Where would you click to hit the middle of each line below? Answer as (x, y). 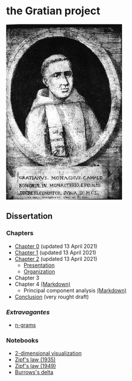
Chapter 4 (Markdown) (43, 284)
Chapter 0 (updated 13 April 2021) (56, 246)
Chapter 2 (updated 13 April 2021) (56, 259)
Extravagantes (28, 312)
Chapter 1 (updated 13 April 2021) (55, 252)
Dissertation (30, 216)
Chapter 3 (27, 278)
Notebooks (22, 340)
